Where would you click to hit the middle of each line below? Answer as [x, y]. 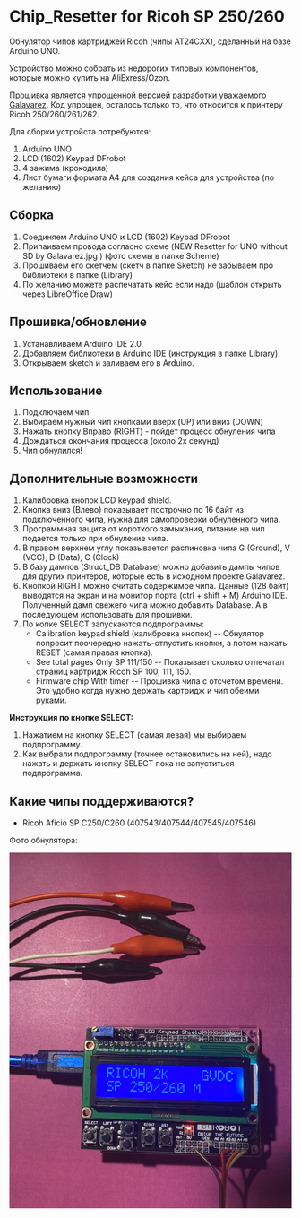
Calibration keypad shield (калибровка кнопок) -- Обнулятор [150, 634]
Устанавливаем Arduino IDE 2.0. [83, 343]
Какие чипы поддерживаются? [102, 801]
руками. [51, 700]
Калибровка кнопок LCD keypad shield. [97, 500]
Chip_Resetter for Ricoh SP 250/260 [147, 17]
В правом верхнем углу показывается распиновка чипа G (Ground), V [156, 548]
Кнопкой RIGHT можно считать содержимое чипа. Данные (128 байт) [155, 586]
